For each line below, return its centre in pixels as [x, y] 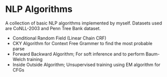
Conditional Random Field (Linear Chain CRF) [59, 38]
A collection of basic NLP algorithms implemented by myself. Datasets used [84, 23]
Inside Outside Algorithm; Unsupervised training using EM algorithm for [87, 64]
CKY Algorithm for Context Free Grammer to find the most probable [82, 43]
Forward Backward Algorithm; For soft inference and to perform [78, 54]
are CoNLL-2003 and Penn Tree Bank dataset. [53, 28]
